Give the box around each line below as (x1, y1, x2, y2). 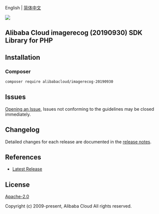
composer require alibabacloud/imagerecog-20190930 (5, 79, 113, 85)
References (5, 153, 41, 161)
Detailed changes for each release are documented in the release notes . (5, 138, 152, 145)
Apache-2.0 (5, 194, 30, 200)
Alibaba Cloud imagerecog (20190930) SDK (5, 29, 143, 37)
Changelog (5, 126, 40, 134)
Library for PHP (5, 37, 53, 45)
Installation (5, 53, 40, 61)
